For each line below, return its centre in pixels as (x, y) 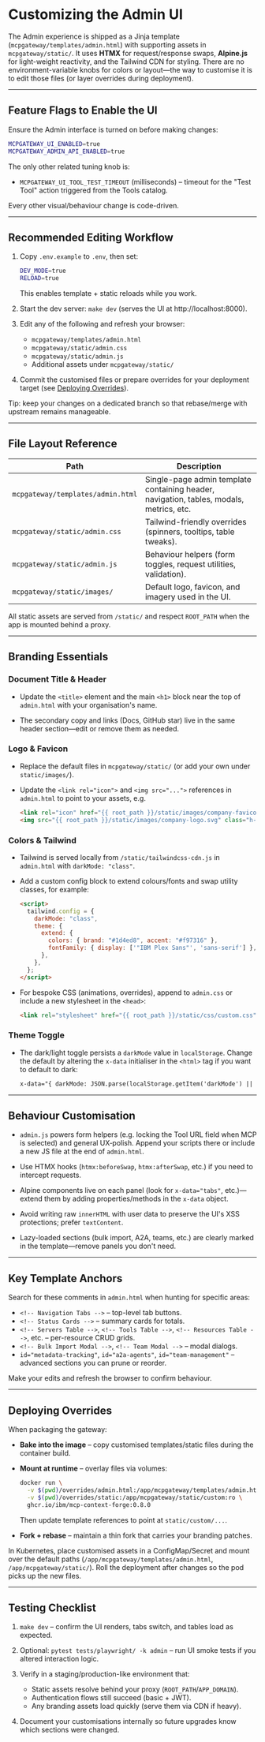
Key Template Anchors (65, 1278)
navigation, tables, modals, (194, 499)
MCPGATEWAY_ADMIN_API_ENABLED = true (67, 151)
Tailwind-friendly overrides (196, 521)
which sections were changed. (69, 1730)
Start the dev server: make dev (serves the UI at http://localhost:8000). (133, 308)
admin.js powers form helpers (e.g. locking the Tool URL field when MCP (138, 1135)
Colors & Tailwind (43, 840)
